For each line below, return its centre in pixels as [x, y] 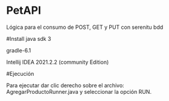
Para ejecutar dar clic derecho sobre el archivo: [65, 85]
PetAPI [24, 11]
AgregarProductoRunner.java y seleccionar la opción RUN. [79, 91]
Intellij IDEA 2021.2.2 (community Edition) [58, 62]
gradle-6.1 [19, 50]
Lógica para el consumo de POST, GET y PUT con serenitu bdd [85, 27]
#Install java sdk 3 [29, 38]
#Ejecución [20, 73]
